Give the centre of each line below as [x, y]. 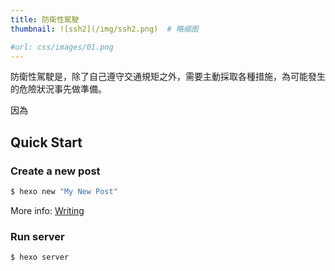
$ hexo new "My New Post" [64, 192]
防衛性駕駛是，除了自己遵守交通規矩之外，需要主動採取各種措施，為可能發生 [168, 77]
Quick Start [46, 142]
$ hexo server [40, 257]
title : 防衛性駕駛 [45, 19]
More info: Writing [47, 210]
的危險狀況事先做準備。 [58, 89]
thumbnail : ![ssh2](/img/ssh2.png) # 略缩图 [104, 29]
